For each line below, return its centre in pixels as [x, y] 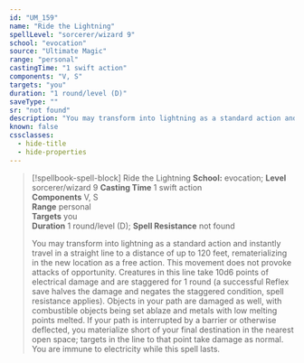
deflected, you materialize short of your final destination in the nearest [162, 330]
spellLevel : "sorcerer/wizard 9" [72, 34]
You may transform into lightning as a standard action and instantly [156, 243]
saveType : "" [34, 102]
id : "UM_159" [34, 18]
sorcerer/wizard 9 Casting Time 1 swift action [117, 187]
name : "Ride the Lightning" [62, 26]
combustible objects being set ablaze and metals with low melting [154, 310]
